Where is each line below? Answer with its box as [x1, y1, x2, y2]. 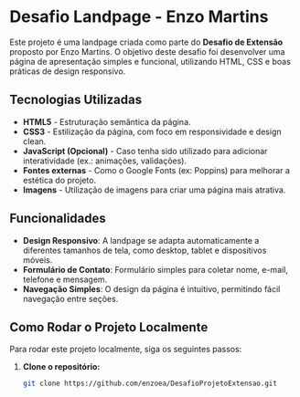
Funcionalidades [9, 211, 107, 226]
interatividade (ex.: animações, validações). [22, 155, 187, 166]
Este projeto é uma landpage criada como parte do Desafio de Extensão [9, 37, 284, 47]
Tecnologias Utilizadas [9, 92, 143, 108]
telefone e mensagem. [22, 274, 108, 285]
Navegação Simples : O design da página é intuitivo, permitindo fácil [22, 283, 281, 294]
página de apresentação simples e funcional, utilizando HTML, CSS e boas [9, 56, 291, 67]
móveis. [22, 254, 53, 266]
